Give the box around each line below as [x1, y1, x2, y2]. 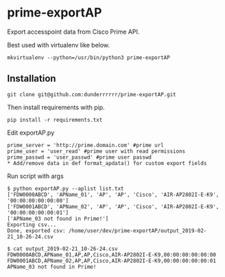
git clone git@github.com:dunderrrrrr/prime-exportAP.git [7, 91, 176, 98]
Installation [7, 73, 56, 85]
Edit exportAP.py [7, 129, 55, 137]
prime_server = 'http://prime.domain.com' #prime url [7, 142, 165, 148]
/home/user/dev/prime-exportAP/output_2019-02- [68, 227, 207, 234]
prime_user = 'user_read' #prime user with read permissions [7, 148, 186, 155]
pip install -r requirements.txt [7, 116, 103, 123]
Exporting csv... [7, 221, 57, 228]
